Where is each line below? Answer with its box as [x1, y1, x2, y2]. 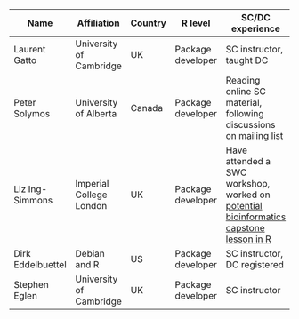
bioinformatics [225, 211, 287, 223]
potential [225, 200, 263, 211]
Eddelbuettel [13, 259, 67, 270]
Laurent [13, 44, 46, 55]
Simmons [13, 195, 53, 206]
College [75, 188, 109, 201]
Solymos [13, 108, 51, 119]
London [75, 200, 108, 211]
